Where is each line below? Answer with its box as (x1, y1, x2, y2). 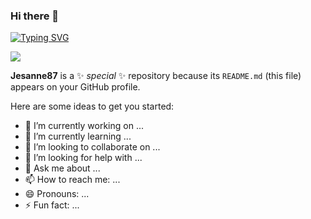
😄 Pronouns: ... (24, 188, 90, 200)
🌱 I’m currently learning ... (24, 130, 132, 143)
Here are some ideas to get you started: (10, 100, 175, 113)
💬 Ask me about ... (24, 162, 101, 174)
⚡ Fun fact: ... (24, 199, 80, 211)
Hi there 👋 (10, 9, 60, 23)
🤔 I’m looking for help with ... (24, 152, 143, 164)
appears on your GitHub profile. (10, 81, 141, 93)
